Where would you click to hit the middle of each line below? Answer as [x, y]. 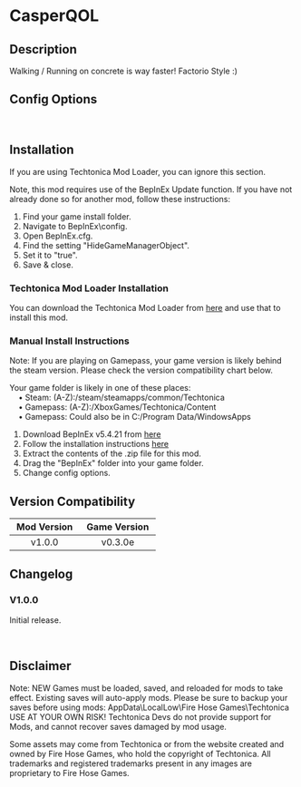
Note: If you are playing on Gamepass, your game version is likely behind [146, 361]
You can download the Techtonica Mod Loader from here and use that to [145, 307]
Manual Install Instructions [69, 341]
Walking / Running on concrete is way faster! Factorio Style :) [124, 71]
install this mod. [39, 317]
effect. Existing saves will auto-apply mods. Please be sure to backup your [149, 697]
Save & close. [48, 265]
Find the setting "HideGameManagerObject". [106, 245]
